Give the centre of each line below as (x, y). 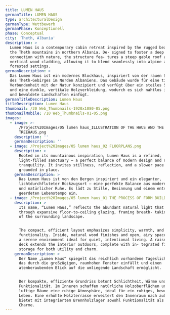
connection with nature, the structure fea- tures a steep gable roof (86, 57)
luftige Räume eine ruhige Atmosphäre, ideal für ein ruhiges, (87, 291)
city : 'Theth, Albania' (30, 38)
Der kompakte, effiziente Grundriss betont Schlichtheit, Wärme (88, 282)
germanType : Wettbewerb (30, 24)
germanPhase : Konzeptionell (35, 29)
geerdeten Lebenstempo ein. (48, 193)
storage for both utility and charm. (58, 249)
